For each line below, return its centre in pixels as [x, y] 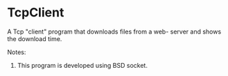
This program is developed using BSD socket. [82, 65]
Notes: [17, 52]
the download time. [35, 38]
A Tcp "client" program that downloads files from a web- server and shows [114, 31]
